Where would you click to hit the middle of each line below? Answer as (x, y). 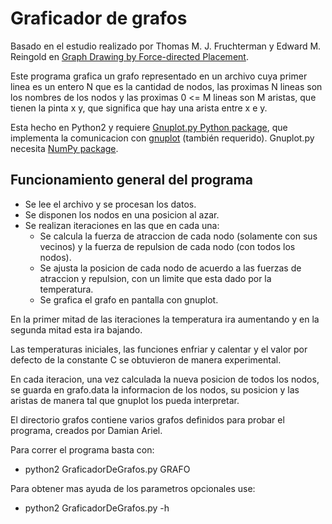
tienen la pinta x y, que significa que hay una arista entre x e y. (139, 108)
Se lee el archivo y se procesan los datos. (110, 204)
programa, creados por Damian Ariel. (86, 430)
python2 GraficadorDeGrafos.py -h (97, 508)
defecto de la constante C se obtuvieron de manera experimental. (146, 359)
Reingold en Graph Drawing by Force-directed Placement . (129, 56)
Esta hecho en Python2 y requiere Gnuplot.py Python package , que (149, 127)
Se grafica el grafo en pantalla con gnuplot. (129, 299)
